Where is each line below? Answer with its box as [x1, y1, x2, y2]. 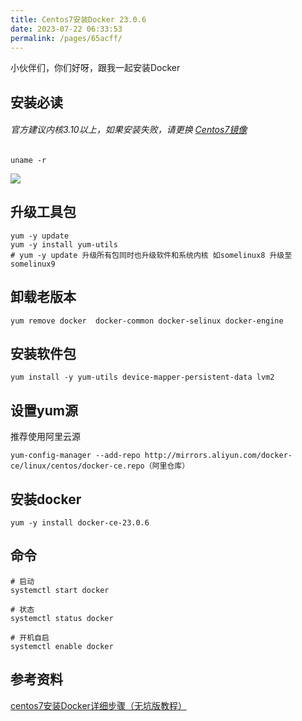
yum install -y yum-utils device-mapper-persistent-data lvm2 [10, 372, 275, 383]
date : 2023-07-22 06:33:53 [10, 24, 123, 34]
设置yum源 [10, 402, 78, 419]
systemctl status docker [10, 613, 114, 623]
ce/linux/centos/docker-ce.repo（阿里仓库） [10, 461, 190, 471]
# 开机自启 [10, 632, 50, 643]
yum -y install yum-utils [10, 239, 118, 250]
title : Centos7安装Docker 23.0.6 [10, 14, 147, 25]
